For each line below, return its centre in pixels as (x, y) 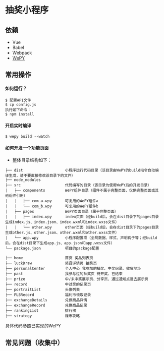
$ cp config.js (21, 105)
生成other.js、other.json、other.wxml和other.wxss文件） (62, 233)
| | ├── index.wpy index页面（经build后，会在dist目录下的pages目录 (82, 217)
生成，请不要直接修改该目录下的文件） (42, 175)
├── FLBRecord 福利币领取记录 (48, 295)
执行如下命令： (18, 110)
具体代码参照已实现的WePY (33, 326)
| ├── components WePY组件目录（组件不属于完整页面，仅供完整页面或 (80, 190)
